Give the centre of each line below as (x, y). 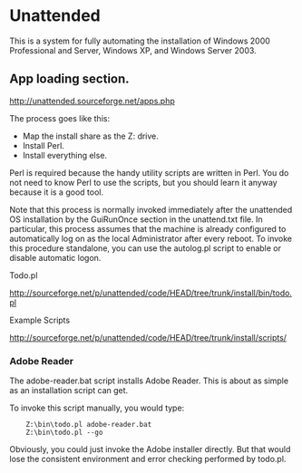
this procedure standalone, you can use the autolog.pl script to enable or (146, 248)
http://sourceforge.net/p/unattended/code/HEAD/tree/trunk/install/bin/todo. (151, 293)
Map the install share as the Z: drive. (90, 136)
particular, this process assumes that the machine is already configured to (148, 228)
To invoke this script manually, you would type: (97, 408)
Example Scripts (40, 320)
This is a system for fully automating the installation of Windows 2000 (140, 41)
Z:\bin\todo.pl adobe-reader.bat (89, 425)
